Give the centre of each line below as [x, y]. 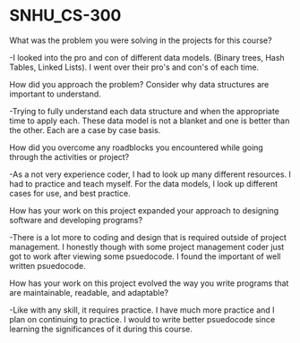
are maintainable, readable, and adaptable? [89, 292]
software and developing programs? [76, 220]
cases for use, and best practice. [70, 193]
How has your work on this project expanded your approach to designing [144, 210]
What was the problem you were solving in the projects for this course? [141, 40]
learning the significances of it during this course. [101, 329]
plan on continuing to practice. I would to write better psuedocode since [142, 319]
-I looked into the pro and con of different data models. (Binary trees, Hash [147, 57]
